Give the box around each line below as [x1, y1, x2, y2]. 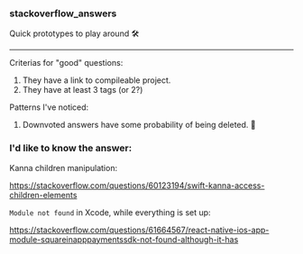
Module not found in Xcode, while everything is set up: [9, 206, 211, 218]
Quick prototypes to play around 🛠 [9, 28, 140, 39]
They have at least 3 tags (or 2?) [22, 85, 143, 95]
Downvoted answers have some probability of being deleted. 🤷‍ [22, 120, 256, 131]
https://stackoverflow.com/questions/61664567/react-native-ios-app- [9, 224, 270, 235]
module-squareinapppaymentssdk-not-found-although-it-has [9, 233, 239, 245]
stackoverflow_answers [9, 7, 117, 20]
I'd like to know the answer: [9, 142, 133, 155]
